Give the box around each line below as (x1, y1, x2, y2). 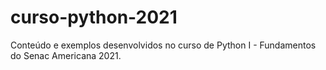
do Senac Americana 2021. (10, 49, 122, 61)
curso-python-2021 (10, 6, 178, 29)
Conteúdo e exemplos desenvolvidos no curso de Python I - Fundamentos (10, 39, 317, 51)
